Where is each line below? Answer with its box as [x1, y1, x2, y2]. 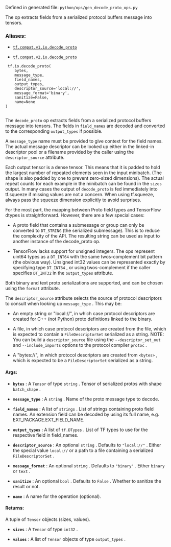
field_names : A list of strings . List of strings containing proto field [12, 406, 154, 412]
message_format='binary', [14, 90, 70, 96]
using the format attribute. [5, 286, 60, 292]
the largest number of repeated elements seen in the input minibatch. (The [5, 170, 162, 176]
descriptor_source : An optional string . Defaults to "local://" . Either [12, 442, 162, 448]
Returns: [5, 505, 25, 511]
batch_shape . [12, 386, 41, 392]
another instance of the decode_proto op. [12, 239, 101, 245]
